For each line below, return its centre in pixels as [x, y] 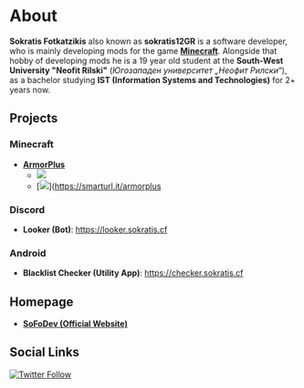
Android [28, 253]
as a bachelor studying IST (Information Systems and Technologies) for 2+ [152, 79]
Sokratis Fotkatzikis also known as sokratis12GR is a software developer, [148, 41]
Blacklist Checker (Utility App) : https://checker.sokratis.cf [133, 273]
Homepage [42, 302]
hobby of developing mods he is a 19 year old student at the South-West [147, 60]
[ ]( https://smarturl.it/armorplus [99, 186]
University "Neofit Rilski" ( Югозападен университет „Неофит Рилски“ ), [148, 70]
